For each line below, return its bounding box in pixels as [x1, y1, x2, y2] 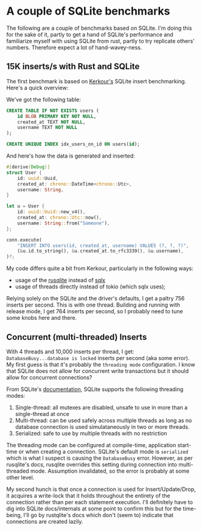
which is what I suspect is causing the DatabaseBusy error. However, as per [6, 454, 193, 462]
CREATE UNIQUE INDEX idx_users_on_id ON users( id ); [6, 141, 140, 147]
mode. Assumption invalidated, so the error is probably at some [30, 467, 190, 474]
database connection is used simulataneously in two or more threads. [15, 423, 190, 430]
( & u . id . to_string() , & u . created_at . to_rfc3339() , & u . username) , [17, 248, 184, 254]
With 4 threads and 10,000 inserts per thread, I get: [6, 348, 134, 355]
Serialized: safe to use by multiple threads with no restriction [15, 429, 167, 437]
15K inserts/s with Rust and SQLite [6, 61, 140, 72]
